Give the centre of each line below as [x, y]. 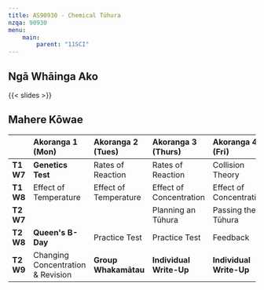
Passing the [235, 210]
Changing [51, 255]
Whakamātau [119, 270]
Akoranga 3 [174, 142]
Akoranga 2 [116, 142]
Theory [226, 175]
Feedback [231, 237]
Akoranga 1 [55, 142]
